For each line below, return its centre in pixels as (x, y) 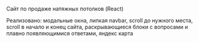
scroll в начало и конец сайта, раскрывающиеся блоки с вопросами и (97, 27)
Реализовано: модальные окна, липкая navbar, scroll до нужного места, (99, 20)
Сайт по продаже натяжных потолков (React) (65, 9)
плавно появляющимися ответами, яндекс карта (70, 33)
